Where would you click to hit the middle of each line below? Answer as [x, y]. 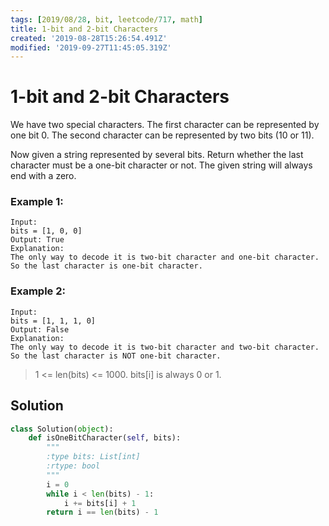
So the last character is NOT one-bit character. [116, 356]
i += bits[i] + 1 [100, 503]
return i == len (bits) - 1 [102, 512]
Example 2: [38, 291]
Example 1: [37, 202]
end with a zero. [43, 176]
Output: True [37, 240]
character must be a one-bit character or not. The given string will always [161, 165]
